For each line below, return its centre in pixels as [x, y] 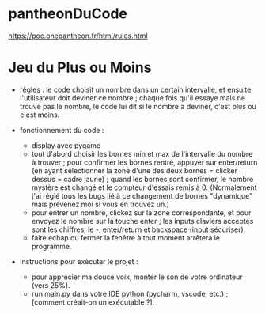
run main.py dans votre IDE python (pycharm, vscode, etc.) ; [130, 293]
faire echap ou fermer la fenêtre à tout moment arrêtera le [125, 237]
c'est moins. [40, 115]
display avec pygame [66, 145]
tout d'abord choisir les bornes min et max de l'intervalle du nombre [142, 153]
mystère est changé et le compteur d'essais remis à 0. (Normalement [144, 187]
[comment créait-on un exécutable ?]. [93, 302]
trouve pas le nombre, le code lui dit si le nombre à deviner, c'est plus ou [138, 106]
